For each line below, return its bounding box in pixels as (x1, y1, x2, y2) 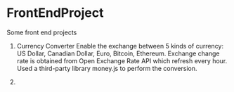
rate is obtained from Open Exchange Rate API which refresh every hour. (16, 56, 228, 65)
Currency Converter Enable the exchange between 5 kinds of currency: (16, 41, 224, 50)
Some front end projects (6, 28, 77, 37)
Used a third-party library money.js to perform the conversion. (16, 64, 197, 72)
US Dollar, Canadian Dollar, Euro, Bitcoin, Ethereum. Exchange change (16, 49, 220, 58)
